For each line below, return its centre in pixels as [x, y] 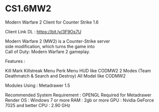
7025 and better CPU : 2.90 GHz [38, 105]
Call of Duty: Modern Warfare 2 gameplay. [48, 52]
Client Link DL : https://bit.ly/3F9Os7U [43, 31]
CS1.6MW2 [28, 9]
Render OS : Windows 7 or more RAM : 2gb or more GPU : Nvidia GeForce [79, 100]
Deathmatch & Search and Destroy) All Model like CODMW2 [65, 76]
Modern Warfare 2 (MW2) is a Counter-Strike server [57, 41]
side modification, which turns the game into [50, 46]
